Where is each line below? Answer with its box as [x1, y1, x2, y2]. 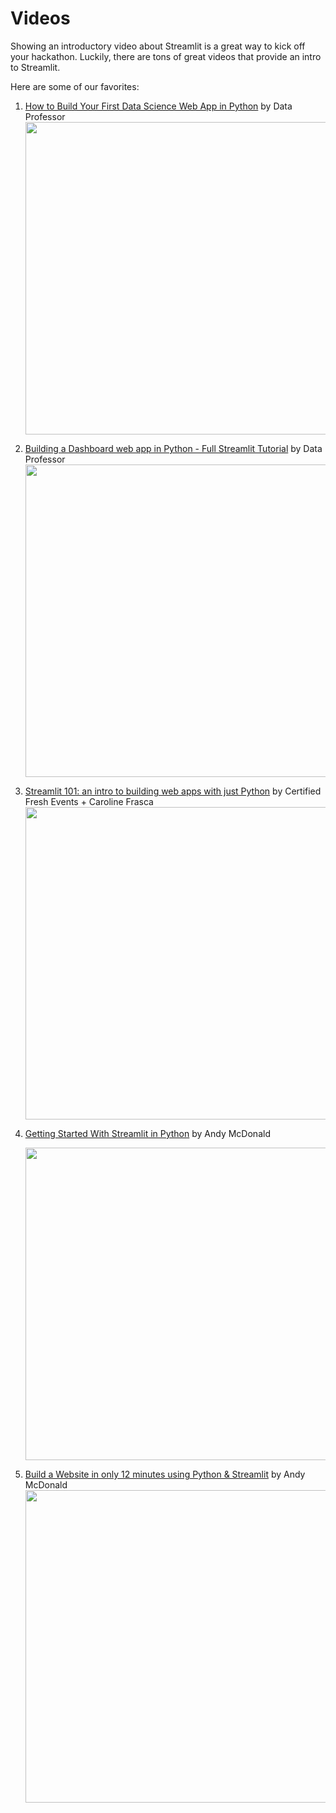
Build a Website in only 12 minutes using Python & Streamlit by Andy [24, 1468, 306, 1480]
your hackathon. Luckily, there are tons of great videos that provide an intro [10, 50, 322, 62]
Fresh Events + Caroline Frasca [24, 795, 154, 807]
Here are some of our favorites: [10, 80, 140, 92]
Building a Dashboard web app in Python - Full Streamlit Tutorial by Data [24, 442, 323, 454]
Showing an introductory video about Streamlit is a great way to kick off [10, 40, 306, 52]
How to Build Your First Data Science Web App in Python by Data [24, 100, 293, 112]
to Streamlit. [10, 61, 61, 73]
